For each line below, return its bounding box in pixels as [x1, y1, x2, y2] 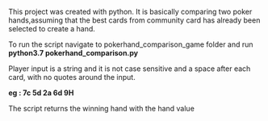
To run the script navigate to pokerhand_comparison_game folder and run [8, 40, 253, 49]
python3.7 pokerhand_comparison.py [8, 48, 139, 57]
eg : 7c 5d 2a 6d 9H [8, 88, 74, 98]
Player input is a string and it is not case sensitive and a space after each [8, 64, 251, 73]
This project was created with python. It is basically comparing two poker [8, 7, 253, 16]
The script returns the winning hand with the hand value [8, 104, 195, 113]
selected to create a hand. [8, 24, 95, 33]
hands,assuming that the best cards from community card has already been [8, 15, 261, 25]
